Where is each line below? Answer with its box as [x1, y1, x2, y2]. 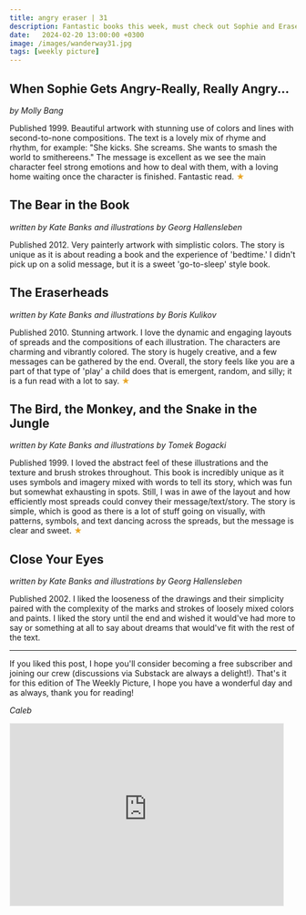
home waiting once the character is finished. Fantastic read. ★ [9, 170, 245, 182]
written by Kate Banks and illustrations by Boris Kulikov [9, 309, 217, 320]
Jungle [9, 415, 50, 431]
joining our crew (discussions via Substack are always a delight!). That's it [9, 668, 287, 679]
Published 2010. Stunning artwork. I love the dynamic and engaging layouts [9, 327, 292, 338]
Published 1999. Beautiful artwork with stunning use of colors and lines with [9, 122, 294, 133]
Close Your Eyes [9, 552, 105, 567]
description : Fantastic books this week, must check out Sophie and [9, 22, 275, 31]
